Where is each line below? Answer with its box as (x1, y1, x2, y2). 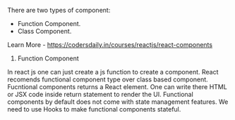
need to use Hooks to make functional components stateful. (7, 105, 181, 113)
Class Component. (17, 27, 72, 35)
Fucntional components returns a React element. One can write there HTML (7, 83, 227, 91)
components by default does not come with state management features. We (7, 98, 229, 106)
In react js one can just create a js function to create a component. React (7, 68, 219, 76)
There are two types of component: (7, 6, 111, 14)
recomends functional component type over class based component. (7, 75, 208, 84)
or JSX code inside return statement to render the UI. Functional (7, 91, 194, 98)
